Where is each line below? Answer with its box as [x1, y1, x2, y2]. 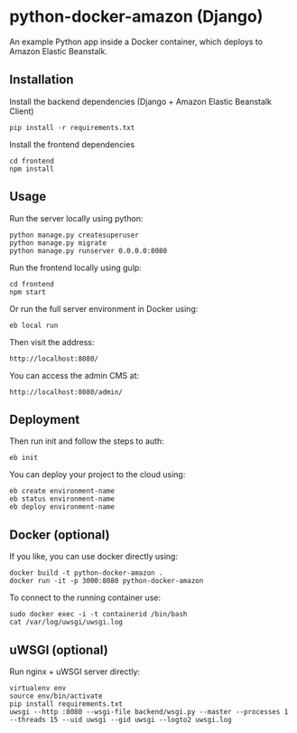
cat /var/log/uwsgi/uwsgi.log [9, 617, 124, 627]
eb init [9, 454, 39, 463]
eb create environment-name [9, 486, 116, 496]
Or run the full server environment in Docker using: [9, 303, 199, 314]
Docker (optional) [9, 527, 110, 542]
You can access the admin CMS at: [9, 370, 140, 381]
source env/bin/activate [9, 691, 103, 700]
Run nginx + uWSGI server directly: [9, 666, 141, 677]
